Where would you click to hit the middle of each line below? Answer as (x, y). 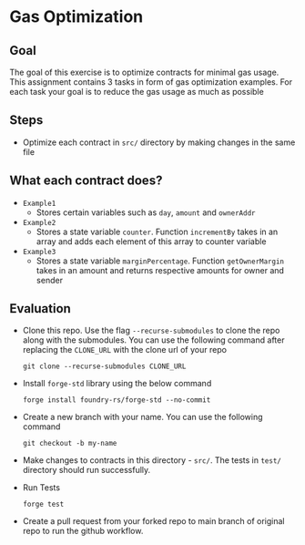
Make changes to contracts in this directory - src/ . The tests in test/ (152, 460)
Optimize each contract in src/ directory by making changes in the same (159, 142)
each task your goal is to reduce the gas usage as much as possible (137, 92)
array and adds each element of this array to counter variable (151, 241)
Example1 (39, 203)
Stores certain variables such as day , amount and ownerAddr (146, 212)
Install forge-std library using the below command (117, 384)
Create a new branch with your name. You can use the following (142, 417)
